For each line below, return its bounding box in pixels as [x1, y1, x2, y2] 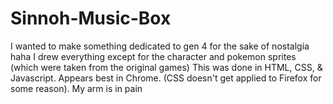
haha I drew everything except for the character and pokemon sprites [10, 50, 297, 62]
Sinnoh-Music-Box [10, 7, 172, 30]
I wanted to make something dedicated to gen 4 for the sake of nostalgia [10, 40, 310, 52]
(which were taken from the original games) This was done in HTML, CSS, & [10, 61, 323, 73]
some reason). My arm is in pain [10, 82, 143, 94]
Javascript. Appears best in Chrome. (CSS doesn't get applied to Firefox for [10, 72, 322, 84]
